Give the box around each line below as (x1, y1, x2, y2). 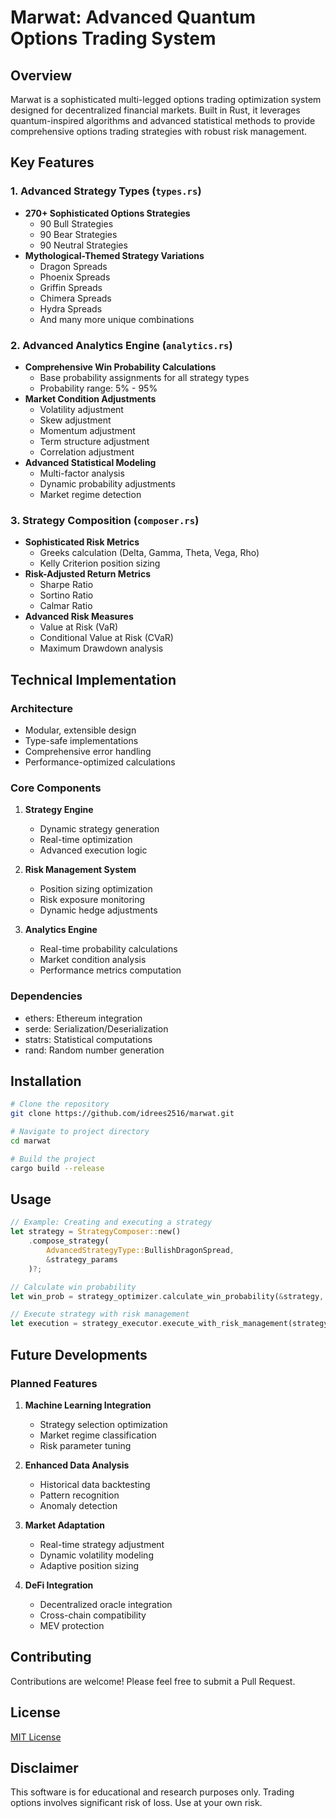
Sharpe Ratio (39, 579, 94, 591)
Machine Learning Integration (24, 1399, 152, 1411)
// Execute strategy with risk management (10, 1309, 190, 1320)
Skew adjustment (39, 414, 112, 426)
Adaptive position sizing (39, 1559, 140, 1571)
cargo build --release (10, 1163, 105, 1173)
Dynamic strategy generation (39, 823, 160, 835)
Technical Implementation (10, 671, 177, 688)
